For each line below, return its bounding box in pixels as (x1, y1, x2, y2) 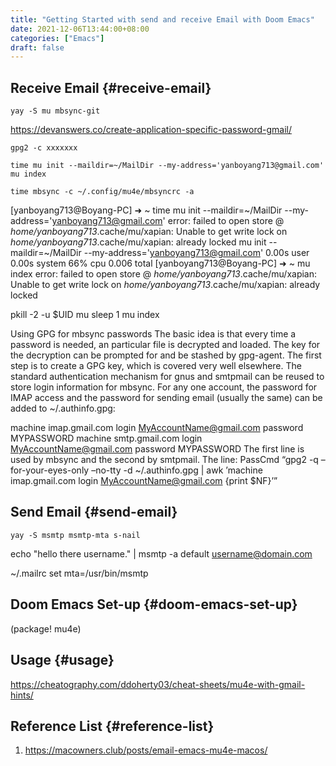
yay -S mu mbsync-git (10, 106, 101, 116)
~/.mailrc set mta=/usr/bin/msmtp (10, 567, 149, 579)
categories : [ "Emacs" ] (10, 33, 105, 43)
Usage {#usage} (10, 652, 115, 669)
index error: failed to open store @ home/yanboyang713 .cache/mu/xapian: (10, 268, 318, 280)
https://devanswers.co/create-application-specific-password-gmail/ (10, 124, 292, 136)
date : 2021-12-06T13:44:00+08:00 (10, 24, 150, 34)
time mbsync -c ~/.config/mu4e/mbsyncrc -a (10, 187, 195, 197)
